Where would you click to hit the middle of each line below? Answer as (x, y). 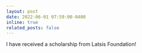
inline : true (22, 22)
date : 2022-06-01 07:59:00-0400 (46, 17)
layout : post (22, 11)
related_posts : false (33, 28)
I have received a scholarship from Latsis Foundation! (71, 44)
